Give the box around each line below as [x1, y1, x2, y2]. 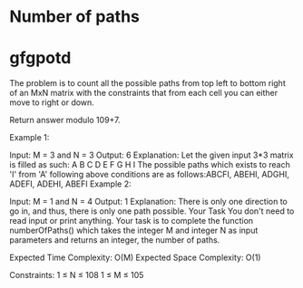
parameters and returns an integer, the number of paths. [9, 235, 220, 245]
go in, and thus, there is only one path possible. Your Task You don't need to [9, 206, 295, 216]
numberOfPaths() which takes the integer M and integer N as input [9, 225, 259, 236]
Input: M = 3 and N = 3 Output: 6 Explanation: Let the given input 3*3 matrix [9, 149, 294, 160]
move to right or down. [9, 97, 95, 108]
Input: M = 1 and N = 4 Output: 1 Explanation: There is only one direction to [9, 197, 288, 207]
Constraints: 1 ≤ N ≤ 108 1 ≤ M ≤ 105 [9, 270, 144, 281]
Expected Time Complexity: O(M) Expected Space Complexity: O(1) [9, 252, 261, 264]
